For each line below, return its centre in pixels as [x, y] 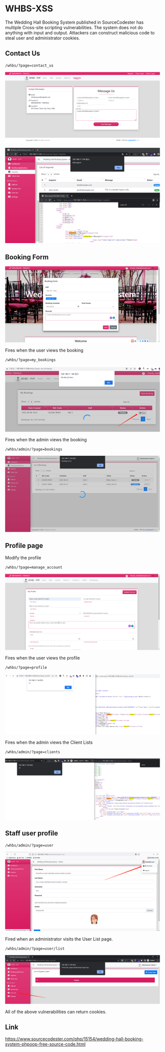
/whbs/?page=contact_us [29, 65]
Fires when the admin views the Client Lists [49, 742]
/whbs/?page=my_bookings [30, 360]
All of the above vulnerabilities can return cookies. [56, 1012]
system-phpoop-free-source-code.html [45, 1044]
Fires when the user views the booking [44, 350]
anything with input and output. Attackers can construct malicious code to [80, 33]
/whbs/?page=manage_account [34, 567]
